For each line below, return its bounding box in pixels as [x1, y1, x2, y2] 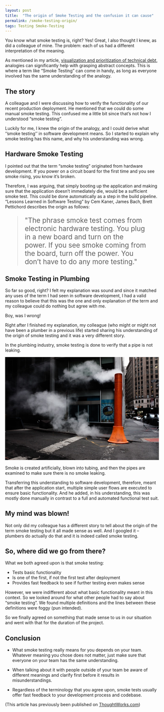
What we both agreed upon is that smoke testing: [5, 560, 104, 566]
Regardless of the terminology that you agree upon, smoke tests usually [12, 687, 157, 693]
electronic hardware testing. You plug [24, 224, 145, 233]
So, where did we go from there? [5, 547, 106, 556]
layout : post [5, 8, 32, 13]
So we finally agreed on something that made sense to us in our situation [5, 614, 152, 620]
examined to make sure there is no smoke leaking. [5, 470, 106, 476]
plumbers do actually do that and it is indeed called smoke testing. [5, 533, 139, 539]
